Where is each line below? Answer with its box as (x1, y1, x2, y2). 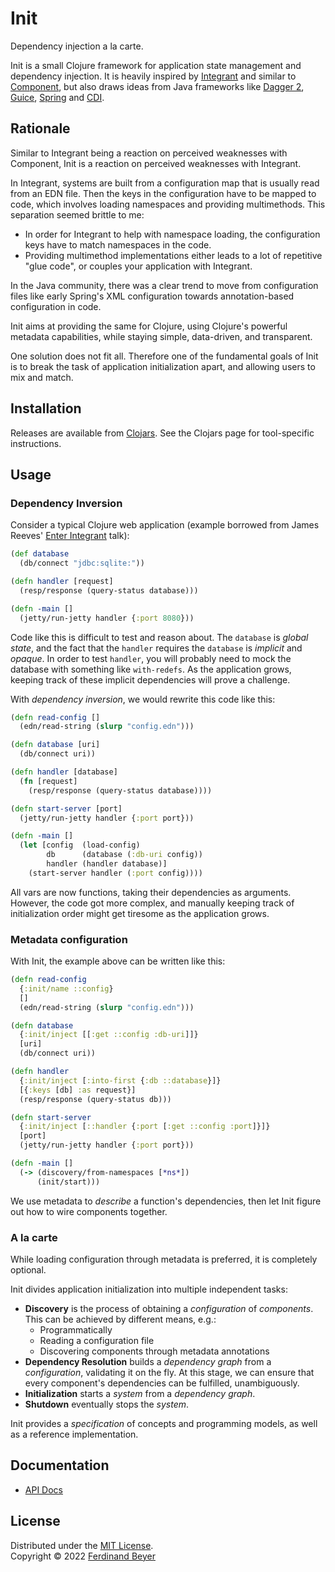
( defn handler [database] (10, 767, 118, 777)
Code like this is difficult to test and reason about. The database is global (10, 631, 309, 643)
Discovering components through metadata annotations (39, 1345, 270, 1357)
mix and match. (10, 371, 74, 383)
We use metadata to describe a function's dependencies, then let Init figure (10, 1195, 322, 1207)
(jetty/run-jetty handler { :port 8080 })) (19, 613, 195, 623)
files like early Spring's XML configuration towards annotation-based (10, 290, 295, 302)
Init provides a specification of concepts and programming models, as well (10, 1417, 318, 1429)
